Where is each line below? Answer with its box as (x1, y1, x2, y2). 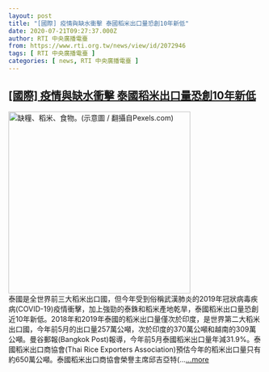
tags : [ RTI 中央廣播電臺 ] (8, 49, 95, 57)
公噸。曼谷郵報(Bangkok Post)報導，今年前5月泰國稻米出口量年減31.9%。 (8, 334, 254, 344)
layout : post (8, 11, 53, 20)
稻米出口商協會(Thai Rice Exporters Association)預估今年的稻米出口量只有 (15, 345, 261, 354)
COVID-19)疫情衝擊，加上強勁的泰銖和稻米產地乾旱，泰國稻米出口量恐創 (18, 304, 259, 314)
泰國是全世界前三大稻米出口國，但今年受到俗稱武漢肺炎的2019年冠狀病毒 (8, 294, 251, 303)
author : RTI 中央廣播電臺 (8, 34, 89, 43)
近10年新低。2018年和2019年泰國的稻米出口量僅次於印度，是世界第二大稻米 (8, 314, 260, 323)
